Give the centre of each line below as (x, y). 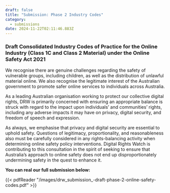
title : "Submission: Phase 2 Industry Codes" (54, 15)
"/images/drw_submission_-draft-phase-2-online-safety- (96, 180)
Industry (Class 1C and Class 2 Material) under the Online (77, 53)
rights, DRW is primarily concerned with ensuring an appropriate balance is (84, 102)
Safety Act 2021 (25, 59)
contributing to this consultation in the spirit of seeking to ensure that (78, 149)
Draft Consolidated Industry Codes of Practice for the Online (81, 47)
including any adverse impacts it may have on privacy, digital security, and (83, 113)
